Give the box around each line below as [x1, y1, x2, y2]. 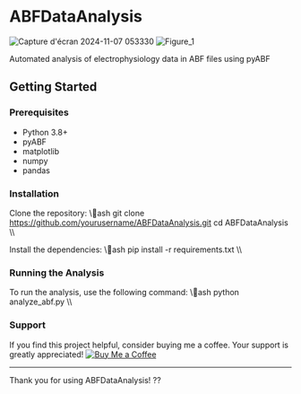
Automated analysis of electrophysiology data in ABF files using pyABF [9, 53, 271, 64]
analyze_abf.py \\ [9, 296, 73, 307]
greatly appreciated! [9, 348, 84, 360]
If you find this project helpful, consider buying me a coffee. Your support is [9, 339, 289, 350]
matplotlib [21, 145, 60, 156]
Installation [9, 187, 60, 199]
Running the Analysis [9, 267, 105, 279]
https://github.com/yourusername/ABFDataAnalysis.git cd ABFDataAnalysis [9, 217, 288, 228]
